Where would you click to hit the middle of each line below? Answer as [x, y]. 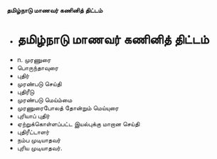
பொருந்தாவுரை [37, 68]
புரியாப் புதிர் [33, 116]
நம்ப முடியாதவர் [39, 140]
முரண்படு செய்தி [39, 83]
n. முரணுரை [34, 59]
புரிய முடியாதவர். [39, 148]
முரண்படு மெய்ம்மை [44, 100]
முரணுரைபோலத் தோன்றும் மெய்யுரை [68, 108]
